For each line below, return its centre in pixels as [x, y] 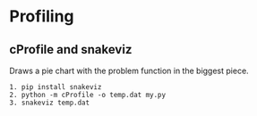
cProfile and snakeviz [71, 50]
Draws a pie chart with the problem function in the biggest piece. [129, 70]
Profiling [42, 17]
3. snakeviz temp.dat [50, 103]
